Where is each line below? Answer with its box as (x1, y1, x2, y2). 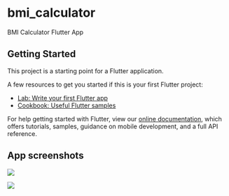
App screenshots (7, 150, 84, 162)
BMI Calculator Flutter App (7, 28, 84, 36)
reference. (7, 129, 37, 137)
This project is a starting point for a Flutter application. (7, 66, 164, 75)
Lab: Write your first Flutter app (17, 93, 109, 102)
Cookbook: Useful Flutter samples (17, 101, 116, 110)
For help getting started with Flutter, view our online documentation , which (7, 114, 223, 123)
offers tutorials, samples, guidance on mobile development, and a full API (7, 122, 218, 130)
